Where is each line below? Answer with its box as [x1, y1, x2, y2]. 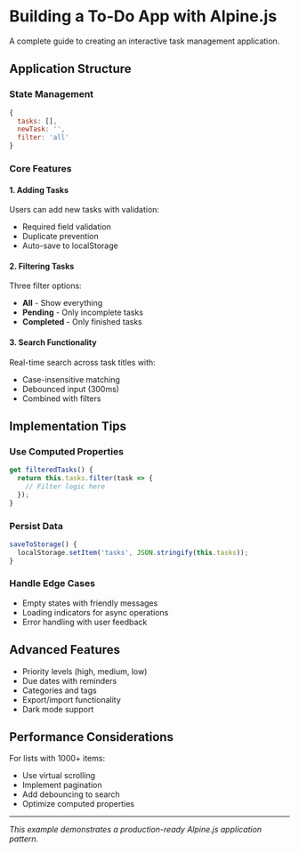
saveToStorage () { [9, 540, 77, 549]
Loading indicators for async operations [21, 607, 169, 617]
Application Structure [9, 61, 132, 76]
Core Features [9, 162, 72, 174]
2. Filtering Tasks [9, 261, 75, 271]
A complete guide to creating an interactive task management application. [9, 36, 280, 46]
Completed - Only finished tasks [21, 317, 142, 327]
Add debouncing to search [21, 789, 120, 800]
